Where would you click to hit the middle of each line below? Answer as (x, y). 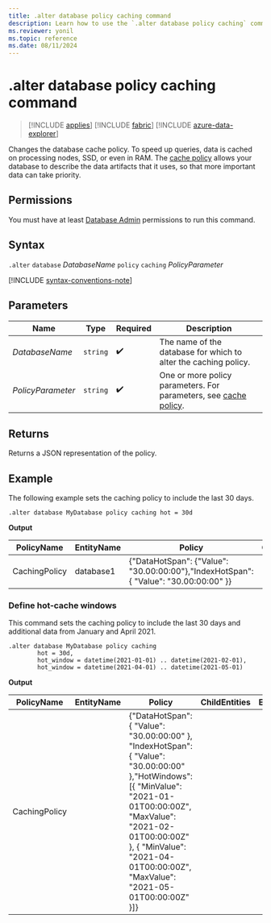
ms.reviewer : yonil (41, 31)
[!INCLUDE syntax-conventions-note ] (71, 280)
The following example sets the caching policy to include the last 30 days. (131, 498)
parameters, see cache (203, 395)
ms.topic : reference (43, 38)
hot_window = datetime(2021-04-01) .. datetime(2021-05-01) (140, 667)
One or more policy (196, 375)
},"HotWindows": (161, 776)
